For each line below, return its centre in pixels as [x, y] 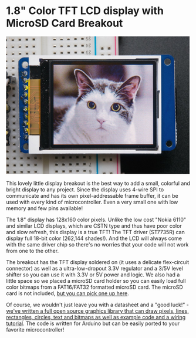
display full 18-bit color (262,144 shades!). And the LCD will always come [94, 238]
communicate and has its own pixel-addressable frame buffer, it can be [92, 195]
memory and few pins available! [45, 208]
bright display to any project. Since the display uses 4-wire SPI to [85, 190]
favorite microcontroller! [35, 329]
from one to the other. [33, 251]
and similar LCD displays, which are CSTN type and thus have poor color [94, 226]
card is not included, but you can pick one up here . [67, 293]
